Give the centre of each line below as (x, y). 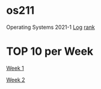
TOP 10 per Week (50, 51)
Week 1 (15, 68)
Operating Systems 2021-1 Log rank (50, 27)
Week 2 (16, 79)
